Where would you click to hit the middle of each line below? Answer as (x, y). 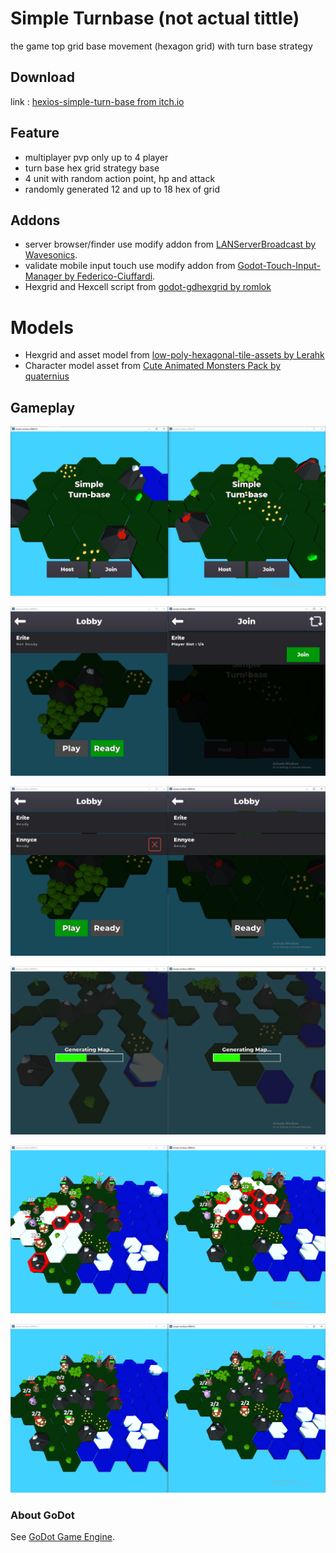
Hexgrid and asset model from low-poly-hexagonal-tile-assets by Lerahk (174, 355)
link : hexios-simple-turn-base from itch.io (97, 101)
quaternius (47, 376)
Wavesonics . (51, 255)
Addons (35, 220)
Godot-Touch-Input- (279, 266)
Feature (35, 133)
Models (42, 327)
